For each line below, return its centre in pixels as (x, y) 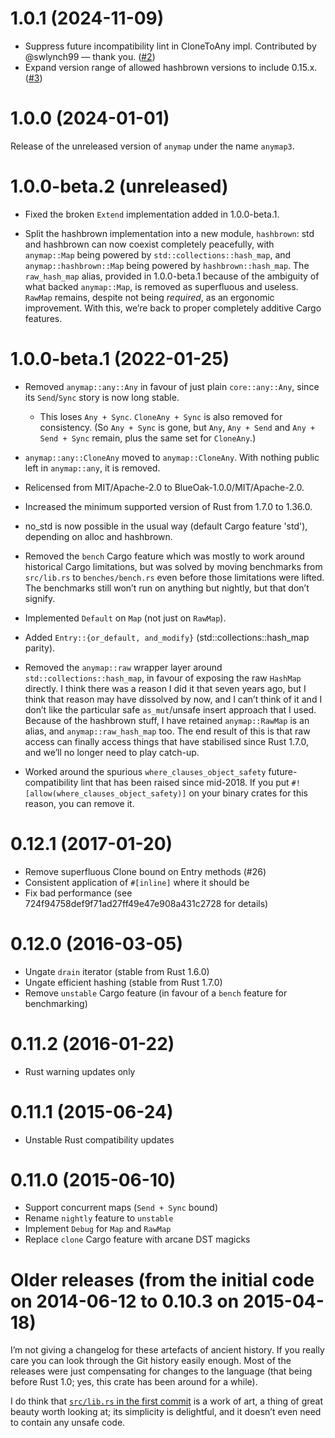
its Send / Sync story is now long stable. (102, 397)
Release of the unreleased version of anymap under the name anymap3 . (152, 146)
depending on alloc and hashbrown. (98, 536)
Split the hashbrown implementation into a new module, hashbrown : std (169, 233)
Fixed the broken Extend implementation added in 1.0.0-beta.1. (152, 214)
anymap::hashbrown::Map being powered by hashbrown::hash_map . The (167, 265)
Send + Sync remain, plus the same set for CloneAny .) (148, 438)
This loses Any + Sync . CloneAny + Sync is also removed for (161, 416)
